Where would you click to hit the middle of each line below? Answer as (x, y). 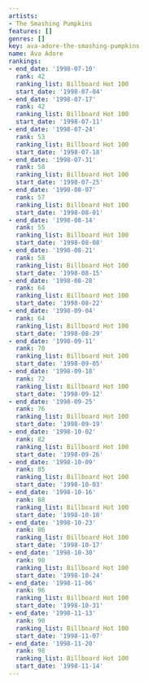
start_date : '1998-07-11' (60, 122)
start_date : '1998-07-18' (60, 152)
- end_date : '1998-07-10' (52, 69)
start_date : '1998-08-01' (60, 212)
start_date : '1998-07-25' (60, 183)
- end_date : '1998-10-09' (52, 462)
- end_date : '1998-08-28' (52, 281)
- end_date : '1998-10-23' (52, 522)
